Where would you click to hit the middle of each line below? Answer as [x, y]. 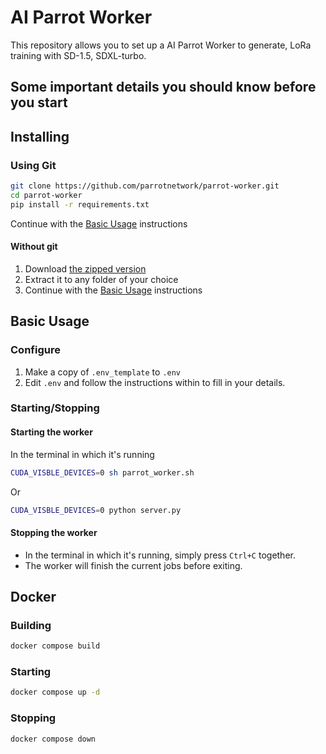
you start [39, 102]
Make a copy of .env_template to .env [103, 372]
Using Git [33, 165]
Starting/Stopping [55, 408]
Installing [40, 136]
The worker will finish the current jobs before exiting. [133, 565]
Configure [35, 350]
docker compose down [53, 739]
